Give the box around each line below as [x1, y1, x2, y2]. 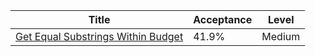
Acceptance [193, 13, 253, 26]
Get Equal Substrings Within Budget [15, 30, 184, 43]
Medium [261, 30, 301, 43]
